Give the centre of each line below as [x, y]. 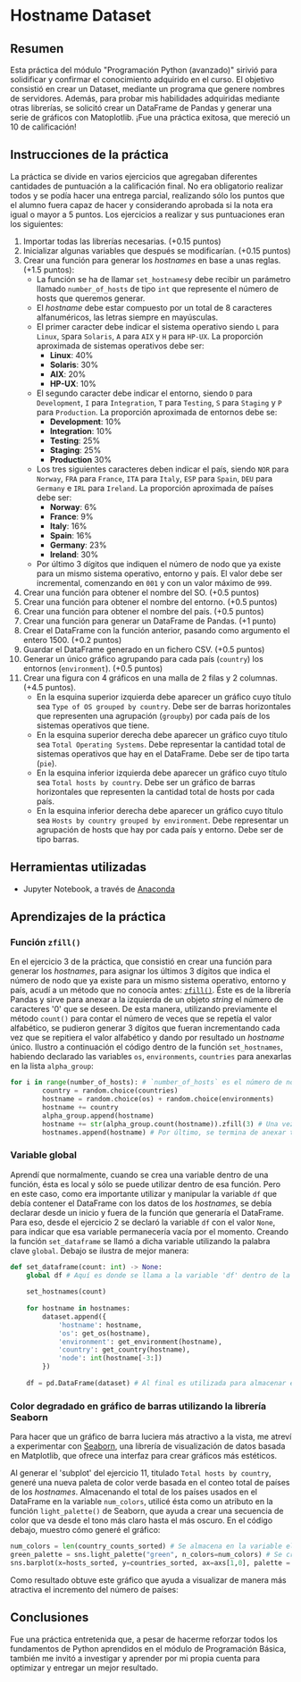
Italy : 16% [68, 526]
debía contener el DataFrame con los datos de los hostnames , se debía [141, 1203]
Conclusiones [50, 1618]
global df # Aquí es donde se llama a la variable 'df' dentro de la [159, 1275]
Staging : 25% [75, 450]
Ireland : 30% [74, 554]
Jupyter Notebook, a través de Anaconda [99, 889]
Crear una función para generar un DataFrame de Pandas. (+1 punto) [150, 621]
